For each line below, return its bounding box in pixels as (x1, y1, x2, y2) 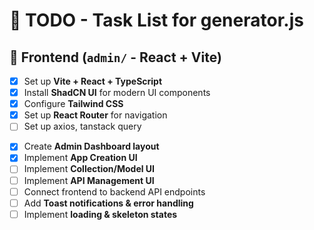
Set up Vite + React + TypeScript (23, 75, 163, 87)
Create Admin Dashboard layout (23, 140, 160, 153)
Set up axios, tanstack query (23, 120, 142, 133)
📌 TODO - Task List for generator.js (9, 9, 304, 32)
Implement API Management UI (23, 174, 155, 186)
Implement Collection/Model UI (23, 163, 156, 175)
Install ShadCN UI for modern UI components (23, 87, 211, 99)
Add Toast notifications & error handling (23, 197, 194, 209)
